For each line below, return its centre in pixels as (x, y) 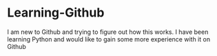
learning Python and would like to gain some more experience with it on (109, 39)
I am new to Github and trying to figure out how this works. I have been (108, 32)
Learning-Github (56, 13)
